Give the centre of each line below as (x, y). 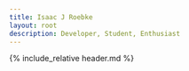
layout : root (33, 25)
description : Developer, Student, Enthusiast (94, 33)
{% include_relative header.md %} (72, 59)
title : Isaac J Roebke (51, 17)
